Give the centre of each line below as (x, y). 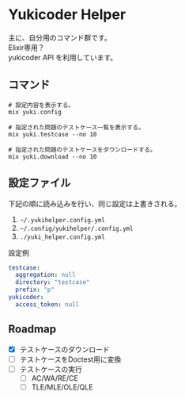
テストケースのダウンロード (65, 349)
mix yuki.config (35, 112)
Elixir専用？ (26, 47)
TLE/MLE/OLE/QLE (62, 387)
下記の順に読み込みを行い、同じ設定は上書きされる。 (95, 203)
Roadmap (32, 330)
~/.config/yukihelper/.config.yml (76, 228)
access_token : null (47, 304)
